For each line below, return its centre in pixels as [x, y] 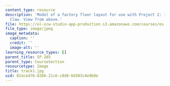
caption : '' [23, 38]
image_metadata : [22, 33]
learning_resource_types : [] [36, 52]
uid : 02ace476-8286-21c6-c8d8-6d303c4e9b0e [52, 76]
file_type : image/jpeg [29, 29]
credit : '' [21, 43]
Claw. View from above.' [36, 19]
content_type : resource [30, 10]
